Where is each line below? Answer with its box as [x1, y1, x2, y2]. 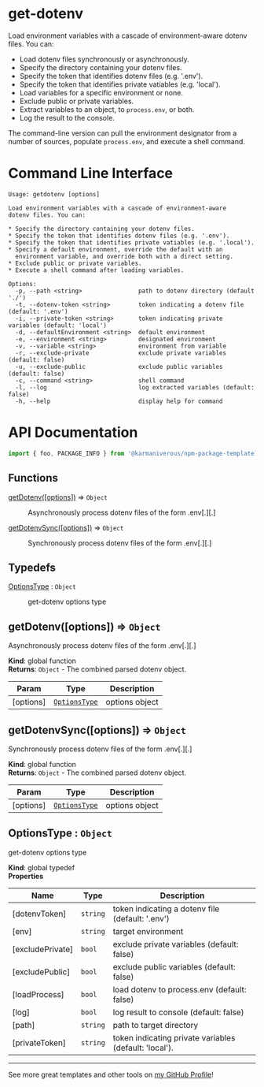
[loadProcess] [12, 988, 64, 1000]
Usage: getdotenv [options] [8, 190, 101, 198]
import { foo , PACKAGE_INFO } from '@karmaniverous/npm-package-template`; [8, 449, 262, 457]
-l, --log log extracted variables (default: [15, 383, 255, 391]
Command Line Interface [8, 165, 174, 182]
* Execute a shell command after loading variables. [8, 266, 185, 274]
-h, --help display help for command [15, 397, 223, 405]
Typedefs [8, 560, 57, 574]
